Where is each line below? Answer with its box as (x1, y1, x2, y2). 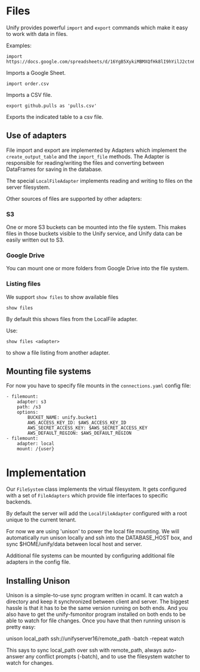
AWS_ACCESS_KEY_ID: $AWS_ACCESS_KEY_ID (27, 420, 127, 426)
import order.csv (6, 81, 49, 87)
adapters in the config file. (6, 558, 71, 566)
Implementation (6, 466, 86, 479)
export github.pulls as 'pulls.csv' (6, 103, 97, 109)
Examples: (6, 42, 32, 49)
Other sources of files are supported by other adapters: (6, 195, 142, 202)
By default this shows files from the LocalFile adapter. (6, 315, 138, 322)
